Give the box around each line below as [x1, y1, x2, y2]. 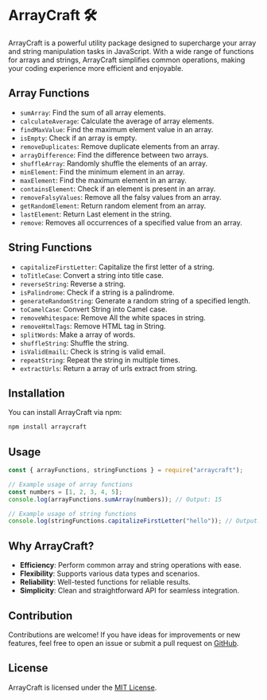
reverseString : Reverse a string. [19, 279, 126, 288]
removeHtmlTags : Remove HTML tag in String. [19, 321, 166, 330]
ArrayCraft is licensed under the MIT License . [8, 682, 157, 692]
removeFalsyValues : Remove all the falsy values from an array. [19, 192, 222, 201]
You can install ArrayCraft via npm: [8, 408, 122, 417]
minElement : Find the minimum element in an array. [19, 166, 185, 176]
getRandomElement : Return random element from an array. [19, 201, 207, 210]
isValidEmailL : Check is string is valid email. [19, 346, 166, 356]
